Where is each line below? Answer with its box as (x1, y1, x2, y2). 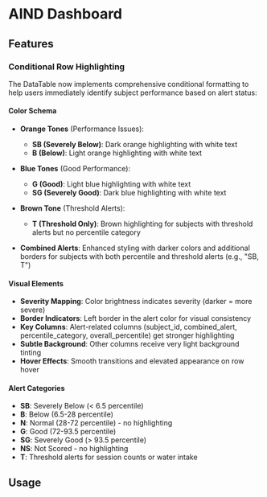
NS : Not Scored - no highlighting (19, 444, 129, 454)
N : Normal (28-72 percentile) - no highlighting (19, 418, 173, 428)
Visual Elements (8, 278, 64, 288)
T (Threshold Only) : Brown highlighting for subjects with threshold (31, 219, 253, 229)
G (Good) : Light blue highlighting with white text (31, 179, 191, 189)
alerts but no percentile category (31, 228, 141, 237)
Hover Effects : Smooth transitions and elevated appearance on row (19, 356, 244, 366)
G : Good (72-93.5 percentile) (19, 427, 117, 437)
